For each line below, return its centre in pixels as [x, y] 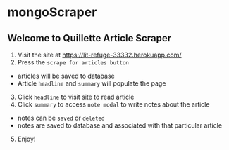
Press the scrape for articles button [73, 62]
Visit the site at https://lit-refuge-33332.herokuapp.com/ [99, 55]
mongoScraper [52, 12]
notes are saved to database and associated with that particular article [120, 125]
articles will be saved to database [66, 76]
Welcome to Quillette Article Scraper [89, 38]
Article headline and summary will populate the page [92, 83]
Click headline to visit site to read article [76, 97]
